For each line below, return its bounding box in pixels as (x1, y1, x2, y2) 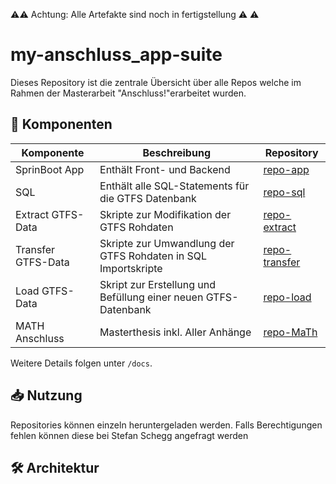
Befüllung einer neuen (99, 290, 204, 304)
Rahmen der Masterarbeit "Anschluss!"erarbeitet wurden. (10, 87, 247, 99)
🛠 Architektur (10, 459, 100, 476)
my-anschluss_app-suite (10, 44, 223, 66)
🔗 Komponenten (10, 116, 113, 133)
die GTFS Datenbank (99, 191, 197, 205)
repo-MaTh (263, 325, 318, 339)
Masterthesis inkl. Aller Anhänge (99, 325, 252, 339)
